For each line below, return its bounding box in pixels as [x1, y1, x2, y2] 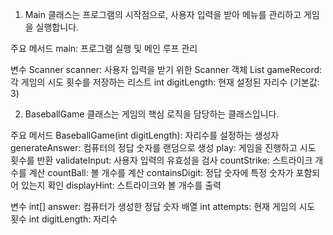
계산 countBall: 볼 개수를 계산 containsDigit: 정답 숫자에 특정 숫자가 [28, 167, 294, 178]
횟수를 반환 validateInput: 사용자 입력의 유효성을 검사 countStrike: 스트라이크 [10, 154, 313, 166]
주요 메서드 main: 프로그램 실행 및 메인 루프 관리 [10, 43, 198, 54]
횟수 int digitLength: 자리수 [10, 213, 118, 225]
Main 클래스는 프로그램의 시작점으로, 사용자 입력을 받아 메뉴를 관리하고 [24, 9, 302, 20]
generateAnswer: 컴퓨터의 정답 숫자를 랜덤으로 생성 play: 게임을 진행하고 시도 [10, 142, 317, 153]
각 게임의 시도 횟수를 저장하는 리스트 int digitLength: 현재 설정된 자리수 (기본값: [10, 76, 320, 88]
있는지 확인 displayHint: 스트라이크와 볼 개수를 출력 [20, 179, 222, 191]
